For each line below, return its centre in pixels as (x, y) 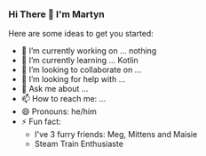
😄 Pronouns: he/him (59, 111)
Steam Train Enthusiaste (79, 144)
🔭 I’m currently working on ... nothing (89, 51)
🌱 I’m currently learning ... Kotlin (79, 61)
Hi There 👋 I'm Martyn (56, 14)
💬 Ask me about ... (55, 89)
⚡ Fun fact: (41, 122)
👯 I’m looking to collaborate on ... (81, 70)
